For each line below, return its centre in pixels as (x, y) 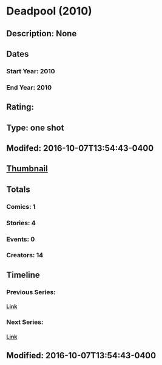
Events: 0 (21, 239)
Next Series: (25, 322)
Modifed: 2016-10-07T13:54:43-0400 (80, 148)
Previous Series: (31, 292)
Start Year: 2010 (31, 71)
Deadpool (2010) (49, 11)
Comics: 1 (21, 206)
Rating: (20, 107)
